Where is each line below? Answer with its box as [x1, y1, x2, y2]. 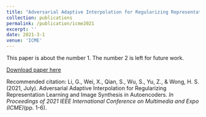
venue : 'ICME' [6, 37, 43, 43]
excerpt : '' [6, 26, 37, 32]
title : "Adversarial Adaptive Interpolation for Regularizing [6, 9, 169, 15]
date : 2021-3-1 [6, 32, 45, 38]
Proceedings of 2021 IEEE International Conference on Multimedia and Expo [6, 97, 199, 105]
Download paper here [6, 66, 61, 74]
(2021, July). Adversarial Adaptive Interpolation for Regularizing [6, 85, 167, 92]
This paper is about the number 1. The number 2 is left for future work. [6, 55, 185, 61]
